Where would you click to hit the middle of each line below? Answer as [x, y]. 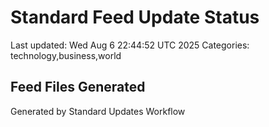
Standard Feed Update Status [135, 17]
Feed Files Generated [78, 87]
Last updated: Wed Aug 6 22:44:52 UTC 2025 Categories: [130, 45]
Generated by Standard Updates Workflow [98, 111]
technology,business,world [66, 55]
